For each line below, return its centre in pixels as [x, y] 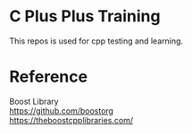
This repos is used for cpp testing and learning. [96, 41]
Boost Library [34, 101]
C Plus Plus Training [85, 16]
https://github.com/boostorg [62, 110]
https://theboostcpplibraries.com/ [71, 120]
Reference [48, 77]
